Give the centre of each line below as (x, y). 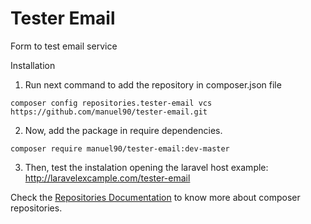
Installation (33, 65)
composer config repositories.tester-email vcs (111, 103)
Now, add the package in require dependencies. (123, 130)
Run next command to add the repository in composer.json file (153, 84)
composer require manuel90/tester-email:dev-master (120, 148)
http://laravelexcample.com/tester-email (107, 178)
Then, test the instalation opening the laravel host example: (146, 167)
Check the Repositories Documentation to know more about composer (155, 197)
